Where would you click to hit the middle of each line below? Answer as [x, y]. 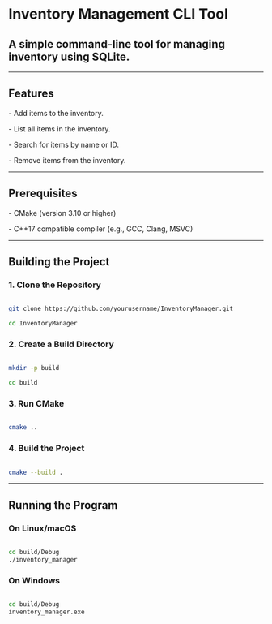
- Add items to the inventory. [56, 113]
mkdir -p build [34, 368]
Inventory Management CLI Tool [119, 14]
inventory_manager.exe [47, 612]
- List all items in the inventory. [59, 129]
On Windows [34, 580]
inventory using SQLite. [69, 56]
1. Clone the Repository [55, 285]
